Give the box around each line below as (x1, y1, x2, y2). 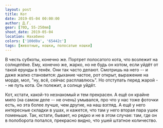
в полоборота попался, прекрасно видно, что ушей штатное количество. (5, 117, 157, 123)
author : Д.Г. (5, 20, 32, 26)
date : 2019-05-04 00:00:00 (5, 16, 60, 21)
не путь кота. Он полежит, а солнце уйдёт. (8, 82, 96, 88)
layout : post (5, 7, 32, 12)
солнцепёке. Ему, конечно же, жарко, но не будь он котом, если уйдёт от (5, 62, 159, 67)
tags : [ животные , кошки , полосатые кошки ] (5, 43, 92, 48)
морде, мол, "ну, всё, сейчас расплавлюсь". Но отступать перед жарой (5, 77, 155, 83)
